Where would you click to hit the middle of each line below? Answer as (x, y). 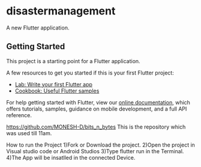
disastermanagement (61, 11)
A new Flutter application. (38, 28)
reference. (19, 115)
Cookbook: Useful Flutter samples (57, 91)
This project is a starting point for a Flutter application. (73, 61)
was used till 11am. (29, 133)
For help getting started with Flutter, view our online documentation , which (98, 102)
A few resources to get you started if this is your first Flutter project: (90, 73)
